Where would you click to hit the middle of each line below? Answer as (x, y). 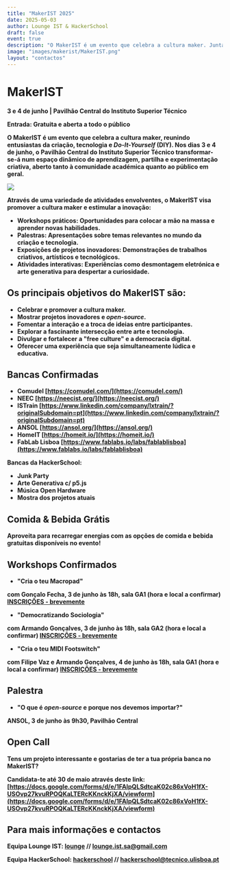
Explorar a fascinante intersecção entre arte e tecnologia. (101, 331)
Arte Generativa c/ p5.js (52, 483)
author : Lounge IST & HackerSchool (58, 26)
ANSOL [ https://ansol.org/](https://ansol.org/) (85, 427)
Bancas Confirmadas (53, 374)
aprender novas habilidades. (59, 227)
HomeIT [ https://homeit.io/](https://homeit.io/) (86, 435)
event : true (24, 39)
